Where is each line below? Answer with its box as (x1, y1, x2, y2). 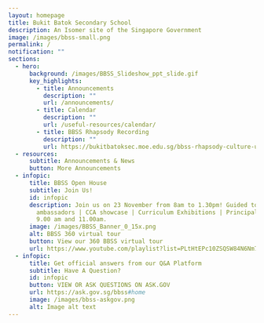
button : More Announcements (28, 165, 122, 172)
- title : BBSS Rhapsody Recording (36, 128, 149, 136)
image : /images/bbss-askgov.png (28, 296, 135, 303)
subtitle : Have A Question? (28, 267, 122, 274)
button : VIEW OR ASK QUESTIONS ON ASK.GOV (28, 281, 170, 289)
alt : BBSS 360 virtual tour (28, 230, 122, 238)
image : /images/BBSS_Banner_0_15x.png (28, 223, 156, 231)
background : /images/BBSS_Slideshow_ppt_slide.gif (28, 70, 199, 78)
